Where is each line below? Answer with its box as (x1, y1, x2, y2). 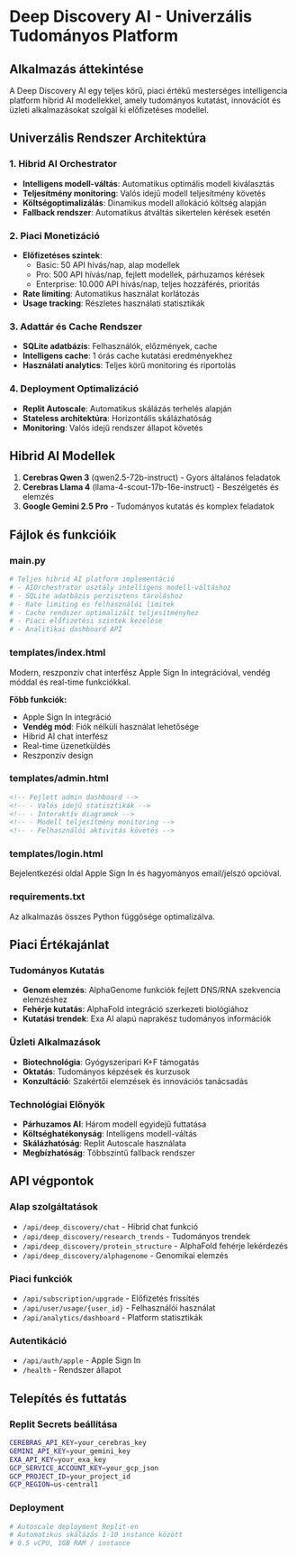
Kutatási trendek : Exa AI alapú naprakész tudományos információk (22, 1013, 272, 1025)
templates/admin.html (9, 772, 110, 785)
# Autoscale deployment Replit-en (9, 1522, 139, 1531)
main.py (9, 554, 47, 566)
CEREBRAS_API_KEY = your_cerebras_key (9, 1439, 147, 1448)
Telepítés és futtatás (9, 1391, 128, 1406)
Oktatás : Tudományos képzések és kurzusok (22, 1066, 191, 1077)
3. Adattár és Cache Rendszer (9, 320, 142, 333)
